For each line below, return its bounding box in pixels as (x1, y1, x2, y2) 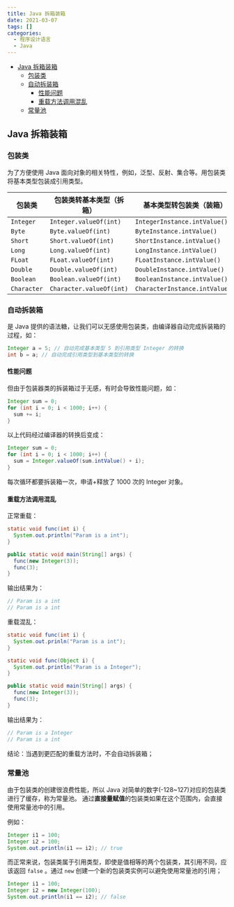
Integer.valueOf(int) (49, 217, 122, 226)
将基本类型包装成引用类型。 (7, 177, 87, 185)
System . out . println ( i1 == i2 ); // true (7, 844, 123, 851)
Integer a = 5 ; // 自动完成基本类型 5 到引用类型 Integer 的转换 (7, 345, 185, 352)
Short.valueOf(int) (49, 237, 114, 244)
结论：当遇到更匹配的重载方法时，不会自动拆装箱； (7, 749, 154, 757)
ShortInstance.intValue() (134, 237, 221, 244)
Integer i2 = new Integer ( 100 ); (7, 887, 101, 894)
